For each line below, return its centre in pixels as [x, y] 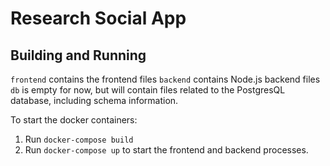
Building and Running [78, 55]
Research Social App [98, 18]
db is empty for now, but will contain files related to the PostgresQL [148, 90]
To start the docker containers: [74, 120]
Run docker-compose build [79, 139]
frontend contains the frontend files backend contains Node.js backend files [165, 79]
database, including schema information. [94, 100]
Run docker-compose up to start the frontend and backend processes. [166, 150]
